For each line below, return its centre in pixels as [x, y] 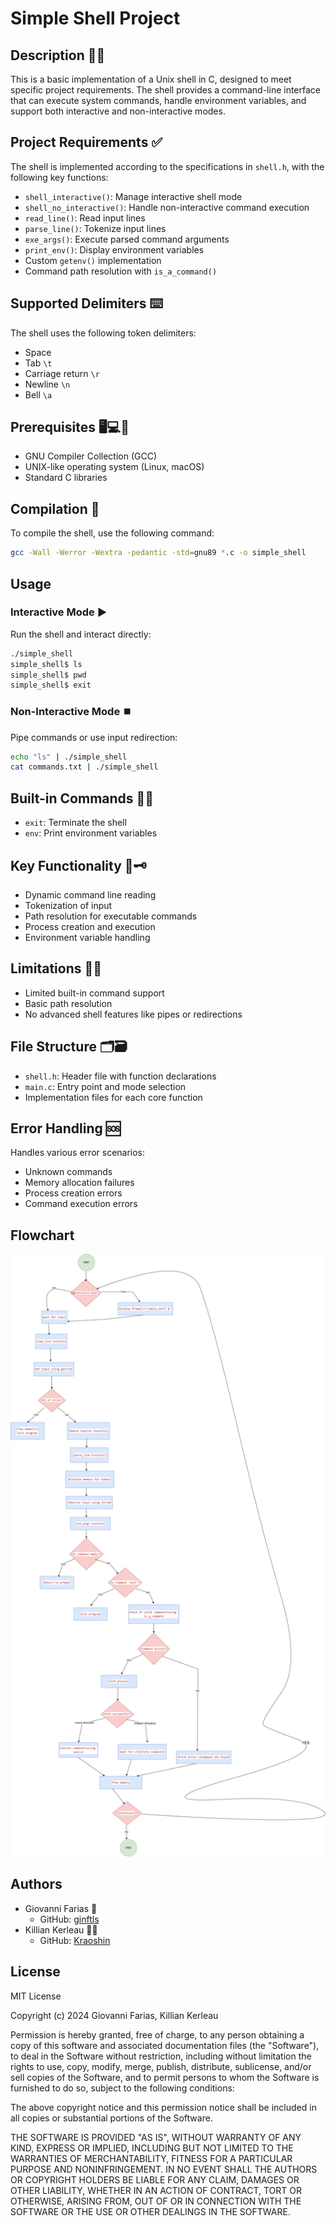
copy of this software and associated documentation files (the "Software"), [165, 2045]
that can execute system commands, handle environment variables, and [158, 100]
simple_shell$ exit [51, 685]
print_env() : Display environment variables [114, 249]
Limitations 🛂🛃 [56, 968]
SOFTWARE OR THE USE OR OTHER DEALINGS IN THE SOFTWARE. [150, 2211]
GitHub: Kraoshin [75, 1940]
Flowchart [42, 1235]
